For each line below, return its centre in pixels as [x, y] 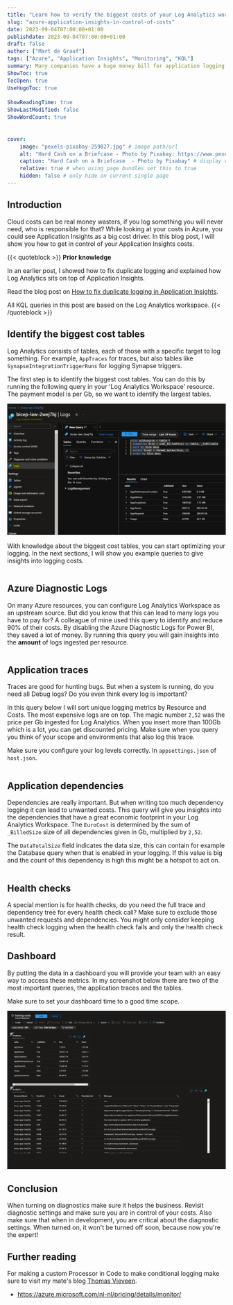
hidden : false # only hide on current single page [94, 176]
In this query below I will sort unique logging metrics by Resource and [107, 708]
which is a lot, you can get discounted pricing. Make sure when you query [113, 730]
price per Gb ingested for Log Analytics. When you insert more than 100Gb [114, 722]
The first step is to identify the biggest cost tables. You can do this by [106, 379]
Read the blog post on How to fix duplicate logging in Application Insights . [113, 291]
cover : [17, 139]
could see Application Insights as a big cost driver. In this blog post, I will [111, 236]
